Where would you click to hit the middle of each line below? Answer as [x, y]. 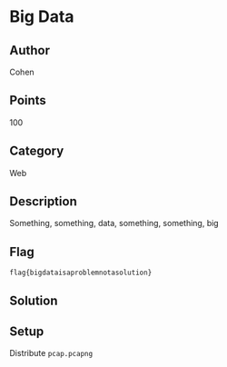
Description [43, 202]
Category [37, 151]
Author [30, 50]
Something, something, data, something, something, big [114, 223]
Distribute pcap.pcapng [51, 353]
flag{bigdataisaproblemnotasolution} [81, 273]
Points [28, 100]
